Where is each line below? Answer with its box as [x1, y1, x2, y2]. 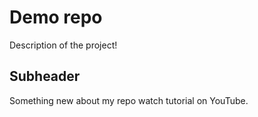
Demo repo [9, 6, 103, 29]
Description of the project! [9, 39, 118, 51]
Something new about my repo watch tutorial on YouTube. [9, 94, 249, 106]
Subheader [9, 68, 81, 85]
